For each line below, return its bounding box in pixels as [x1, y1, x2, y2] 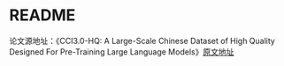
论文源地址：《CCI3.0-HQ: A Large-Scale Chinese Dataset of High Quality [9, 35, 276, 46]
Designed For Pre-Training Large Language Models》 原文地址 [9, 46, 234, 57]
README [9, 5, 76, 26]
